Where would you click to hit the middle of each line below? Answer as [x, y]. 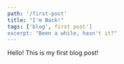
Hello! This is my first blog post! [53, 53]
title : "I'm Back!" [36, 20]
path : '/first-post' [37, 14]
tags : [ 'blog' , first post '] [50, 26]
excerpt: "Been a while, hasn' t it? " [62, 33]
